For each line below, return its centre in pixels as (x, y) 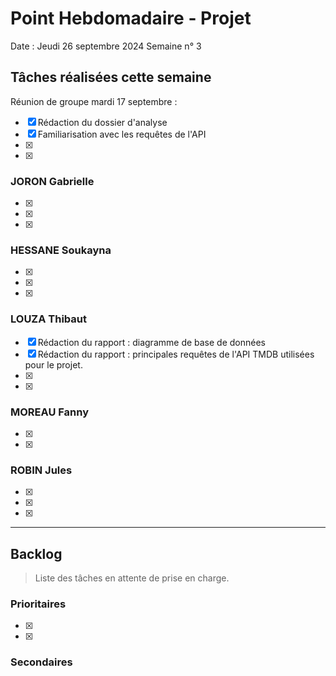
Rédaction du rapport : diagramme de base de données (152, 342)
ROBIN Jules (41, 470)
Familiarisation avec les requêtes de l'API (122, 134)
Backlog (36, 553)
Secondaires (41, 662)
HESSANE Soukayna (61, 250)
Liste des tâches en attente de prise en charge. (132, 578)
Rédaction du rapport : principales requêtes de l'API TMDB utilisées (176, 354)
